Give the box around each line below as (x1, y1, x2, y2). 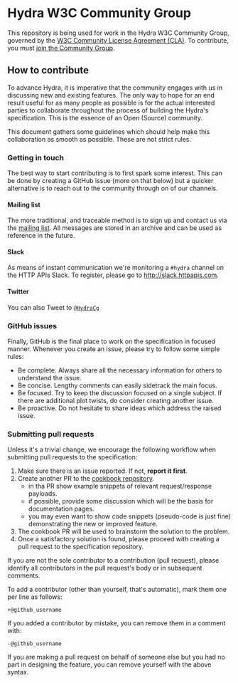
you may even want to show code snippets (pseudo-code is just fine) (28, 512, 231, 521)
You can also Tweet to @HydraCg (7, 303, 99, 311)
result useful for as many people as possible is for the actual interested (7, 98, 215, 107)
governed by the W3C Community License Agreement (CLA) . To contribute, (7, 36, 229, 44)
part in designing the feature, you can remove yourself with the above (7, 660, 212, 669)
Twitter (7, 287, 30, 296)
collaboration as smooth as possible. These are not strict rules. (7, 135, 192, 143)
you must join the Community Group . (7, 43, 115, 52)
